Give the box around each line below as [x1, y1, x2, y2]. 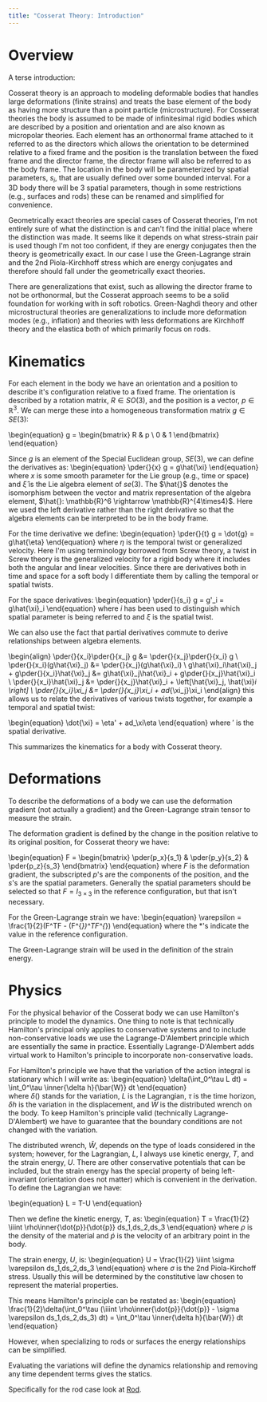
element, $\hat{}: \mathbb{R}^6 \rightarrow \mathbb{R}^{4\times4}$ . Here [8, 496, 253, 505]
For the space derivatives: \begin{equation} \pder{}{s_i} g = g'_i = [8, 595, 225, 604]
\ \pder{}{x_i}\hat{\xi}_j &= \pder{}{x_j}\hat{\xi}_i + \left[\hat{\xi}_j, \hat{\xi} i [8, 676, 257, 687]
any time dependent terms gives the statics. [8, 1368, 153, 1378]
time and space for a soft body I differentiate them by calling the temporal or [8, 571, 259, 580]
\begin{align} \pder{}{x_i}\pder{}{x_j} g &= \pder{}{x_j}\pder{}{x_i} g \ [8, 651, 238, 661]
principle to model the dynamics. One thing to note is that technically [8, 1016, 234, 1026]
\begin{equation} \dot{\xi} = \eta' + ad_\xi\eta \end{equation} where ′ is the [8, 718, 254, 727]
